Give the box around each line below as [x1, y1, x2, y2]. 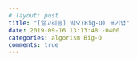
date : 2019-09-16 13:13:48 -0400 [8, 26, 120, 34]
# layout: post [8, 11, 59, 20]
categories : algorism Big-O [8, 33, 103, 42]
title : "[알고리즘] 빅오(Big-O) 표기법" [8, 19, 130, 27]
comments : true [8, 41, 59, 49]
